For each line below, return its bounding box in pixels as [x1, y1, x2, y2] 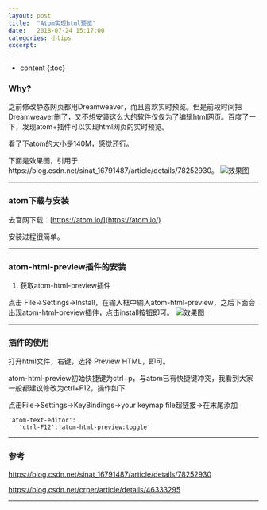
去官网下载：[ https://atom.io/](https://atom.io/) [8, 214, 161, 224]
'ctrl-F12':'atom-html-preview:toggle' [18, 423, 151, 431]
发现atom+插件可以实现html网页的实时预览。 [21, 122, 169, 131]
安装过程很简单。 [8, 232, 64, 241]
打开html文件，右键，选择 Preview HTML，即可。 [8, 356, 170, 367]
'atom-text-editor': [8, 416, 77, 425]
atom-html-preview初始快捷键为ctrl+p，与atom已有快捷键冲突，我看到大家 [8, 374, 253, 383]
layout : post [8, 11, 52, 20]
